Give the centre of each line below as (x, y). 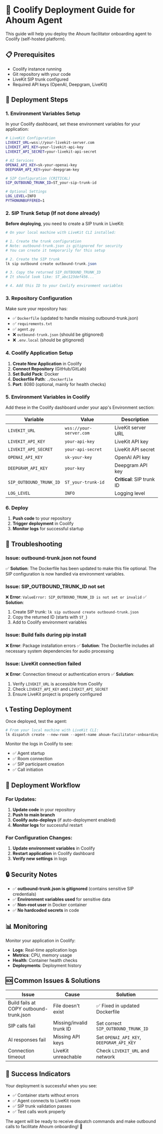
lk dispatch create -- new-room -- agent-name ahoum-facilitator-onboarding (82, 734)
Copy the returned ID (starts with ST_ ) (50, 617)
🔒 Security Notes (31, 874)
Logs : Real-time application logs (45, 950)
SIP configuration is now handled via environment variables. (65, 574)
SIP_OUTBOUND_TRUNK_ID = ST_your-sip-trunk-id (51, 183)
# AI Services (20, 160)
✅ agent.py (24, 329)
